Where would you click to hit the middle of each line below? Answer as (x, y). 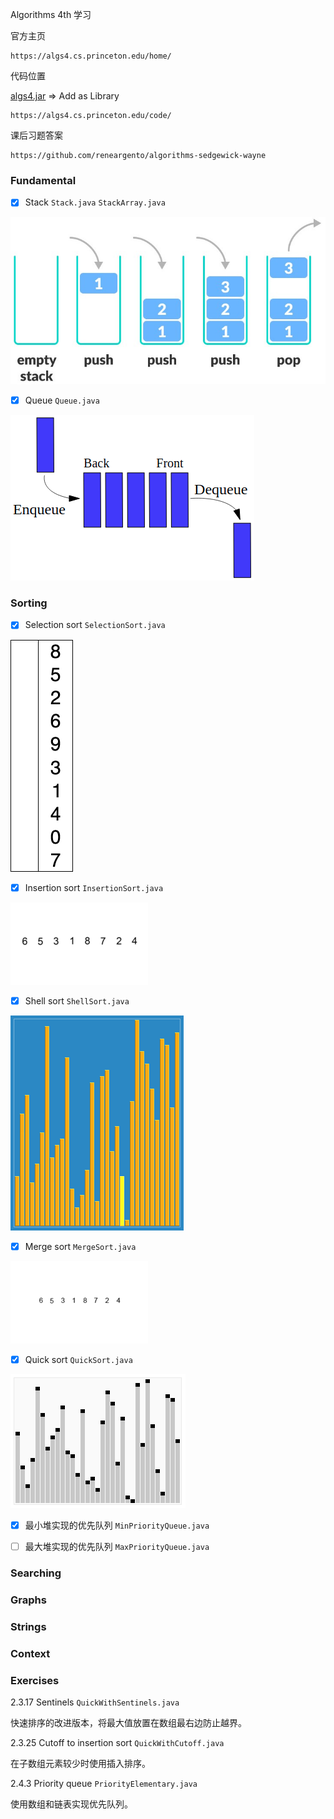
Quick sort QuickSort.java (78, 1359)
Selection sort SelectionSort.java (95, 625)
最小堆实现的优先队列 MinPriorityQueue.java (117, 1525)
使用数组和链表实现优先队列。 (71, 1804)
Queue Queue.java (62, 400)
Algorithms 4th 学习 (51, 14)
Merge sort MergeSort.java (80, 1246)
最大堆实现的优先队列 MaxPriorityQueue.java (117, 1546)
